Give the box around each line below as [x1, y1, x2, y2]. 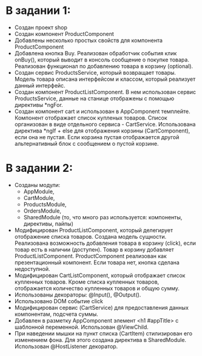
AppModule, [23, 188, 55, 195]
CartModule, [23, 194, 55, 201]
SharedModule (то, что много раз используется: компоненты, [23, 213, 183, 221]
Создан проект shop [14, 24, 67, 31]
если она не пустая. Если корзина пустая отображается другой [14, 133, 180, 140]
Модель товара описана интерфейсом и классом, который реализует [14, 75, 196, 83]
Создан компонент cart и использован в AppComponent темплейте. [14, 108, 190, 115]
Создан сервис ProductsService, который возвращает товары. [14, 69, 177, 76]
